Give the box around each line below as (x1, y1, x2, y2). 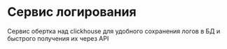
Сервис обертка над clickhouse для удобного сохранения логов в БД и (7, 27, 221, 35)
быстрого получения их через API (7, 34, 109, 42)
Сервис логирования (7, 4, 137, 20)
